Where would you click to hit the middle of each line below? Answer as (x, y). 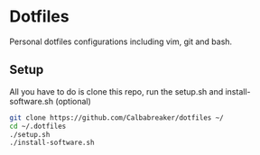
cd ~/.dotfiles (38, 126)
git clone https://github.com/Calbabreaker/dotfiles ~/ (116, 118)
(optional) (74, 101)
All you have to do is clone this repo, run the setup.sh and (116, 91)
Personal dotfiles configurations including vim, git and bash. (121, 41)
